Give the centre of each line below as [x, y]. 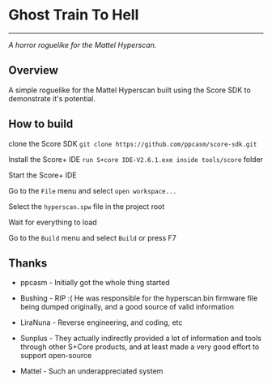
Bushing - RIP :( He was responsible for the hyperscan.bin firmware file [139, 298]
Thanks [28, 263]
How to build [41, 124]
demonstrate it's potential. [52, 98]
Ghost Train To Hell [74, 15]
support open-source [56, 356]
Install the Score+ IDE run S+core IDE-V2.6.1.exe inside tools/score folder [136, 159]
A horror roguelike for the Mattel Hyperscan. [83, 45]
